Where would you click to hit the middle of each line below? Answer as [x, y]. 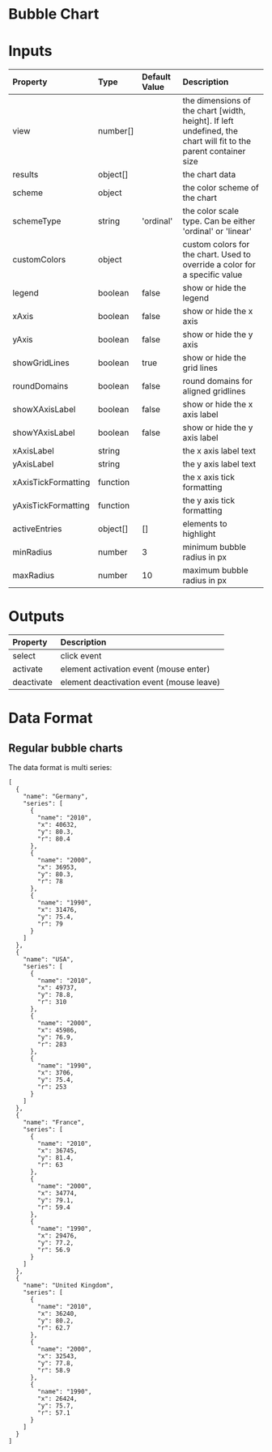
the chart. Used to [217, 254]
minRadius [32, 552]
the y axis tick [209, 500]
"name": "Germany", [56, 797]
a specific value [212, 275]
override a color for [219, 265]
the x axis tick [208, 477]
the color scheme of [221, 188]
